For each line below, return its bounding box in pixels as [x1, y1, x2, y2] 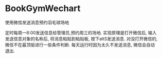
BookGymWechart [5, 3, 81, 14]
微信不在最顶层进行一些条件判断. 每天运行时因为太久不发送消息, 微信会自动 [5, 42, 155, 47]
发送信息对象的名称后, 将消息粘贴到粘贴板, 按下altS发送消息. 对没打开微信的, [5, 36, 158, 42]
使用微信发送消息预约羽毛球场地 [5, 19, 69, 25]
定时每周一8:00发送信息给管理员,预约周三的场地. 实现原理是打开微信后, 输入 [5, 29, 157, 35]
